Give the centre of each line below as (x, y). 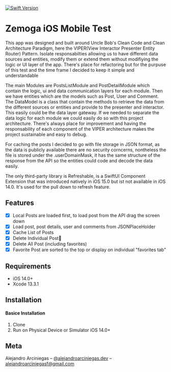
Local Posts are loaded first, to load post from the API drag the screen (86, 215)
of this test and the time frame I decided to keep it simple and (70, 70)
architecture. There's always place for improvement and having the (76, 123)
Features (20, 203)
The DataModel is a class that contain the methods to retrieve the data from (85, 101)
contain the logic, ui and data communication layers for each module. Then (84, 91)
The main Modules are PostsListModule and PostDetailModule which (78, 85)
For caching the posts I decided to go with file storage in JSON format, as (82, 144)
